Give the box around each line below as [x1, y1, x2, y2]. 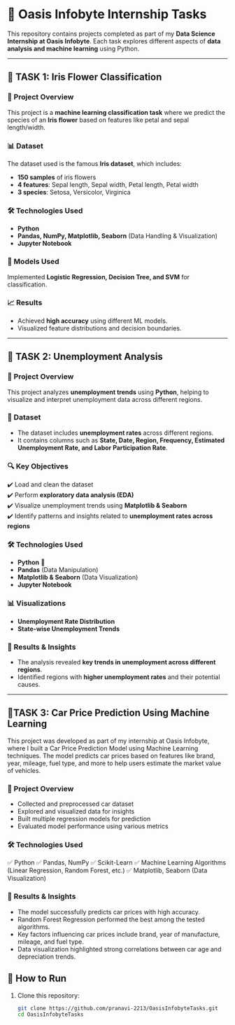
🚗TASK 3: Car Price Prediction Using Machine [7, 707, 210, 719]
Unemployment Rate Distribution [17, 617, 115, 625]
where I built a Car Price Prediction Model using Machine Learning [7, 744, 199, 752]
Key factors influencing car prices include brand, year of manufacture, [17, 930, 220, 938]
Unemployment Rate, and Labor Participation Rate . [17, 443, 168, 452]
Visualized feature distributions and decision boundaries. [17, 323, 182, 332]
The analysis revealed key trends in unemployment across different [17, 657, 216, 666]
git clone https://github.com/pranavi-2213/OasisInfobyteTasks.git [17, 1005, 218, 1012]
